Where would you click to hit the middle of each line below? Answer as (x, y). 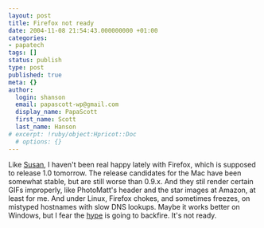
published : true (35, 75)
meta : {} (23, 82)
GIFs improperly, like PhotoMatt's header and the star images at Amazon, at (132, 190)
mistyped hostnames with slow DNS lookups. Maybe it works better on (124, 206)
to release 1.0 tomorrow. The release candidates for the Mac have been (125, 173)
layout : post (30, 16)
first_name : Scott (46, 120)
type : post (26, 68)
